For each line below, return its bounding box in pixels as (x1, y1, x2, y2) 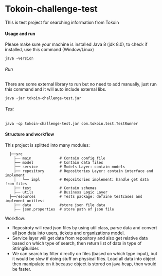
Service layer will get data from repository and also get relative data (12, 235, 148, 241)
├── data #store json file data (14, 203, 106, 207)
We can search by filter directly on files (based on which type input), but (12, 250, 157, 256)
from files (5, 181, 27, 186)
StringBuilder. (12, 245, 40, 251)
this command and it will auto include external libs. (5, 86, 107, 92)
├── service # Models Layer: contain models (14, 164, 125, 169)
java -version (5, 56, 34, 61)
